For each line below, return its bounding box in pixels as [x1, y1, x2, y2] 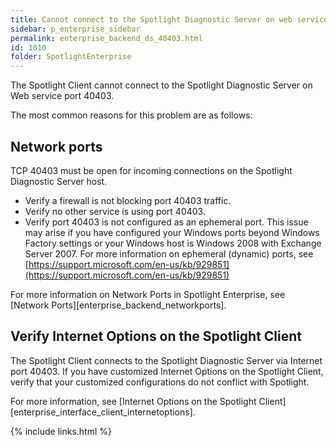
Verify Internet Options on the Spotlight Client [10, 328, 303, 345]
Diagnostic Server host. [10, 175, 108, 187]
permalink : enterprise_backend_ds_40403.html [10, 33, 203, 43]
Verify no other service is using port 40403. [24, 205, 206, 217]
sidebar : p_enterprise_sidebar [10, 24, 141, 34]
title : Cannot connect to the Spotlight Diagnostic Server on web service [10, 14, 329, 25]
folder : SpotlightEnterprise [10, 52, 132, 62]
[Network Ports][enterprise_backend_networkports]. [10, 299, 227, 311]
